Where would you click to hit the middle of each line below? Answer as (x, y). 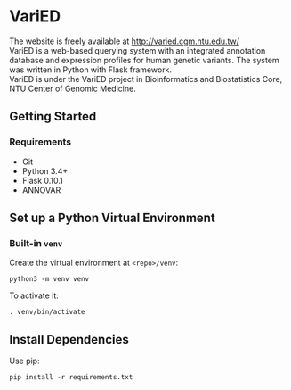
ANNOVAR (41, 190)
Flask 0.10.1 (43, 180)
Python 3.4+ (45, 170)
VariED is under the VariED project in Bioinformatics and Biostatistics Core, (146, 79)
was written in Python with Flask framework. (90, 70)
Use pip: (24, 361)
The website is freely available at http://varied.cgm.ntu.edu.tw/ (125, 41)
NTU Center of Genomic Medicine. (73, 88)
